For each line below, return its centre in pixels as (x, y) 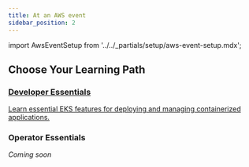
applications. (29, 118)
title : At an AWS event (47, 15)
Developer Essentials (50, 92)
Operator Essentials (47, 138)
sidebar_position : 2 (42, 23)
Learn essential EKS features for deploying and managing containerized (125, 109)
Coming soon (30, 154)
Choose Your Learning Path (77, 69)
